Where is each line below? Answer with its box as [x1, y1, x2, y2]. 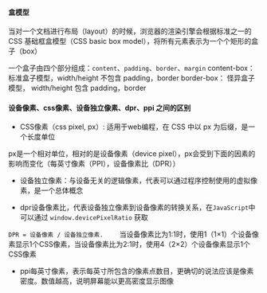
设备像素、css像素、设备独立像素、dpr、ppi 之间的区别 [8, 103, 191, 112]
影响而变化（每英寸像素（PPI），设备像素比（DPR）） [8, 159, 180, 169]
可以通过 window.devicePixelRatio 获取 [19, 213, 149, 222]
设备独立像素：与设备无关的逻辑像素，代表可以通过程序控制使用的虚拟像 [19, 176, 257, 186]
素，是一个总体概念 [19, 186, 84, 195]
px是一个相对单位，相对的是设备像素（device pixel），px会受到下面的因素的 [8, 149, 256, 158]
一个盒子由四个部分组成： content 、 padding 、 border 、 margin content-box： [8, 64, 255, 73]
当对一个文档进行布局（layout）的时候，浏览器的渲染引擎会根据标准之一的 [8, 26, 252, 36]
